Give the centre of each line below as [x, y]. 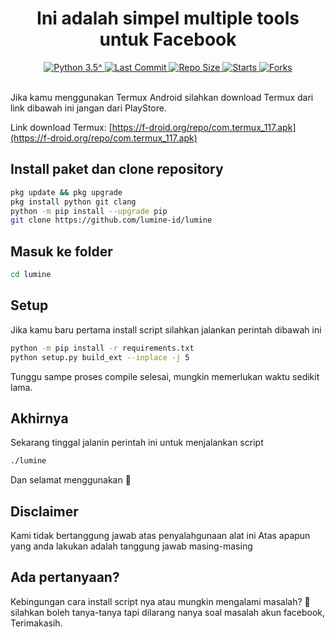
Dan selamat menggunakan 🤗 [71, 480]
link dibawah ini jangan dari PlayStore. [88, 108]
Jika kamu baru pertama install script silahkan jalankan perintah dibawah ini [166, 329]
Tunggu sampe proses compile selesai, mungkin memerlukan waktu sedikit [165, 376]
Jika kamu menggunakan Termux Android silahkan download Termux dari [162, 97]
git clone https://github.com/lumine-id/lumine [111, 220]
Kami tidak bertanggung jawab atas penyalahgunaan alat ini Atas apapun [160, 535]
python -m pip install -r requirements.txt [102, 348]
